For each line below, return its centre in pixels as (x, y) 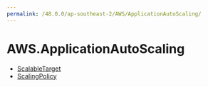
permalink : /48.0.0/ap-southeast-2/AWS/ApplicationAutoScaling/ (104, 14)
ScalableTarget (39, 69)
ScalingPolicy (37, 76)
